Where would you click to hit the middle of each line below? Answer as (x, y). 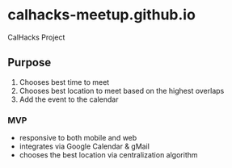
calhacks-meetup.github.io (101, 15)
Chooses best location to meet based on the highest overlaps (122, 90)
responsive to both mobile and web (78, 138)
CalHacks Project (36, 37)
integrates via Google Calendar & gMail (84, 146)
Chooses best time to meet (64, 82)
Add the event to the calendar (69, 99)
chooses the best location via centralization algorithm (108, 155)
